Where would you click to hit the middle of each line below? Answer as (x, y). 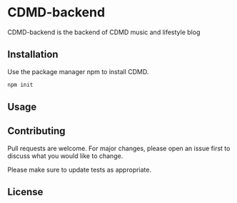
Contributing (36, 131)
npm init (20, 85)
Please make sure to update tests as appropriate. (80, 170)
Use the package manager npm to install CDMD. (78, 71)
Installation (33, 54)
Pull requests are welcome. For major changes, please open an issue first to (119, 148)
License (25, 192)
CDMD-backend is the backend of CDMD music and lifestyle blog (104, 32)
